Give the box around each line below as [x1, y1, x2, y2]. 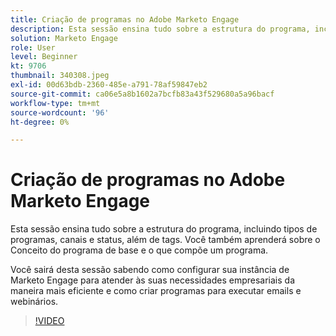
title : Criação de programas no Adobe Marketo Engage [10, 14, 240, 25]
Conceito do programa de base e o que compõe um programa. [10, 244, 269, 256]
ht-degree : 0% [10, 117, 70, 127]
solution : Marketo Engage [10, 33, 118, 43]
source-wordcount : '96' [10, 107, 110, 118]
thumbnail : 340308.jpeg [10, 71, 110, 81]
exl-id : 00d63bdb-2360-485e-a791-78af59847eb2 [10, 80, 208, 90]
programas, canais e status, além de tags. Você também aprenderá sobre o [10, 234, 321, 246]
